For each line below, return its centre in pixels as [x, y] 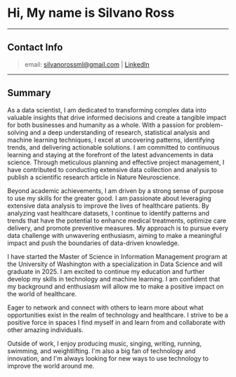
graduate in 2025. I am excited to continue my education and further [106, 271]
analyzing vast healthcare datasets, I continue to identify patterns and [108, 213]
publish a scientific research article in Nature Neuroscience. [94, 177]
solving [18, 132]
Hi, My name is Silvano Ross [91, 13]
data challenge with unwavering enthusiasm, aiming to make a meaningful [114, 235]
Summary [29, 93]
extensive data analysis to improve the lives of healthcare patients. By [108, 206]
